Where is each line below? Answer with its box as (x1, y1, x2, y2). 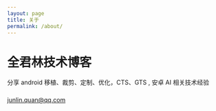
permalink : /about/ (7, 23, 63, 29)
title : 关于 (7, 16, 39, 23)
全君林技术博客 (7, 54, 92, 70)
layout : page (7, 10, 45, 17)
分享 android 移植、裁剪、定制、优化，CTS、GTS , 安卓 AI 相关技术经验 (7, 78, 210, 86)
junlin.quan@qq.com (7, 96, 66, 104)
